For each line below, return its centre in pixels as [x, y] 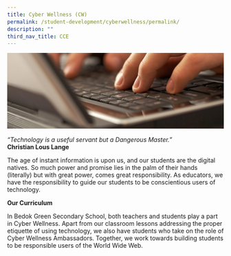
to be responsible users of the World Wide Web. [75, 246]
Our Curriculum [30, 203]
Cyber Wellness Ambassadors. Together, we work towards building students [115, 238]
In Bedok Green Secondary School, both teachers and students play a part [112, 216]
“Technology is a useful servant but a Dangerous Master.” [90, 140]
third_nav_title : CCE [38, 36]
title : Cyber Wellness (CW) [47, 14]
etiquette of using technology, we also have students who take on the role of [115, 231]
